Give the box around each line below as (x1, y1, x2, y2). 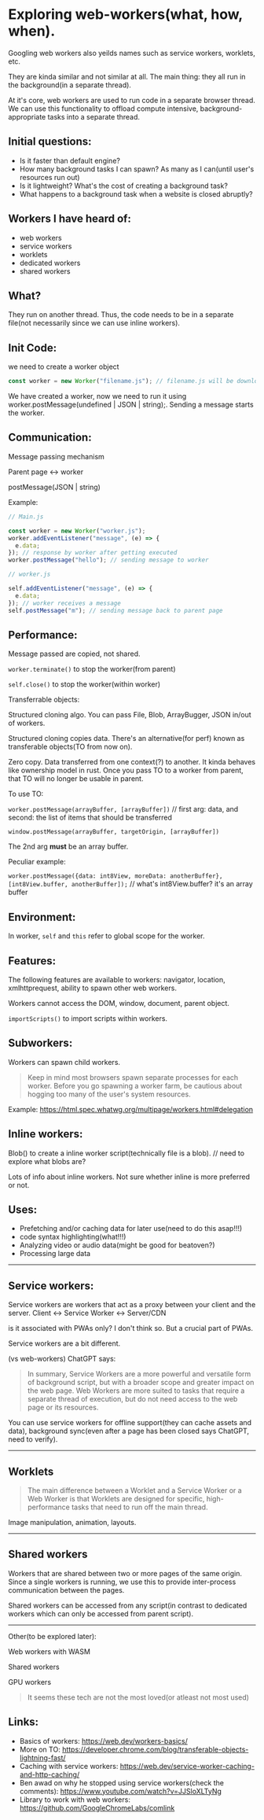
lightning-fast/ (19, 1752, 66, 1763)
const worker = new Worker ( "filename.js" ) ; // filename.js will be (8, 378, 234, 385)
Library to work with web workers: (19, 1795, 131, 1804)
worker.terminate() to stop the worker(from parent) (8, 665, 176, 674)
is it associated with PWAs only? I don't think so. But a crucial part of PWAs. (8, 1324, 254, 1333)
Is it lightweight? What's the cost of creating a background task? (19, 181, 228, 190)
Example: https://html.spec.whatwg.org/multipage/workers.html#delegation (8, 1104, 254, 1114)
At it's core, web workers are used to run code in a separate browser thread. (8, 95, 255, 105)
